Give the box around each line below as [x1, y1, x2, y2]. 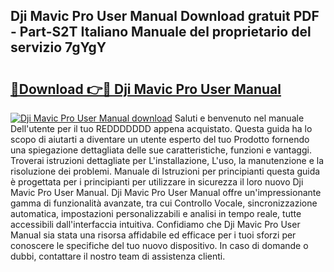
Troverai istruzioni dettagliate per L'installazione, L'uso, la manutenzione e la [10, 155, 325, 166]
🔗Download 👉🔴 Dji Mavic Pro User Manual [10, 80, 282, 98]
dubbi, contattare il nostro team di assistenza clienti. [10, 250, 226, 262]
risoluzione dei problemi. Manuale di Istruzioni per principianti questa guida [10, 165, 321, 177]
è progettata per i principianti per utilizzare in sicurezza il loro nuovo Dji [10, 176, 304, 188]
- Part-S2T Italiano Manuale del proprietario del [10, 24, 312, 41]
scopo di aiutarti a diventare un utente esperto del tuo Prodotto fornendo [10, 134, 310, 145]
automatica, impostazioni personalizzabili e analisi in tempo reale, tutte [10, 208, 302, 219]
